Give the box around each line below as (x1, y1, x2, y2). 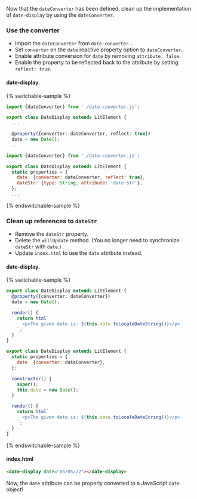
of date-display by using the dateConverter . (6, 11, 115, 19)
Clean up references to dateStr (6, 217, 97, 225)
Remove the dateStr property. (14, 230, 89, 238)
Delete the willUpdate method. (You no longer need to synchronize (14, 237, 180, 244)
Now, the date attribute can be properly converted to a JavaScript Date (6, 479, 180, 486)
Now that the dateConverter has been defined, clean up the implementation (6, 5, 192, 12)
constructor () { (11, 375, 52, 381)
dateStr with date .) (14, 243, 61, 250)
